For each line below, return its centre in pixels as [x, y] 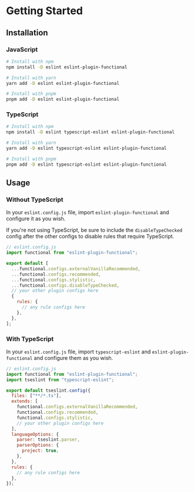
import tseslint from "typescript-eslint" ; [60, 380]
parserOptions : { [38, 445]
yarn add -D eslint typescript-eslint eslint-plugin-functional [86, 149]
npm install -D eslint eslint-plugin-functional [67, 67]
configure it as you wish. [36, 219]
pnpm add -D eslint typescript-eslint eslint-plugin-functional [86, 164]
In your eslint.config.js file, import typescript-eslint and [78, 352]
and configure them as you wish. [73, 357]
